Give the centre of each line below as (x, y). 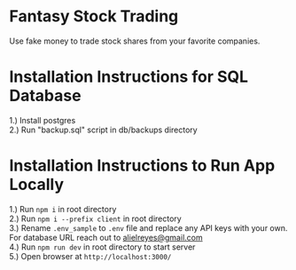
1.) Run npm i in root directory (63, 209)
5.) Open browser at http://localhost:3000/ (90, 256)
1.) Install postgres (43, 120)
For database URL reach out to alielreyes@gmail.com (106, 237)
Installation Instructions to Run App (142, 166)
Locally (37, 185)
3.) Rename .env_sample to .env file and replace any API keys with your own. (148, 227)
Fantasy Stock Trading (94, 16)
